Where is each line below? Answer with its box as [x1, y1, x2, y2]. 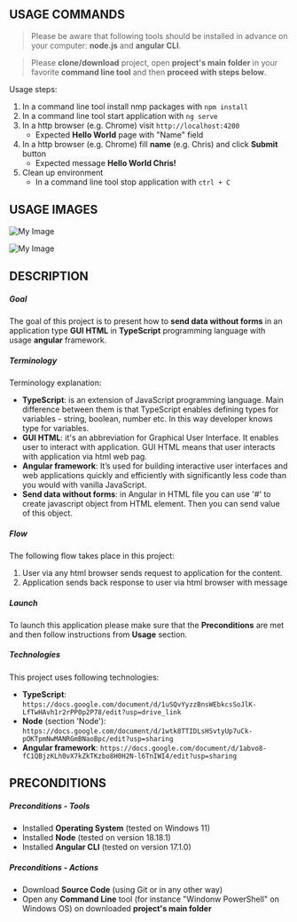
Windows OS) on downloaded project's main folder [21, 903, 212, 914]
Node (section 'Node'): [21, 715, 106, 726]
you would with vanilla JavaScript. [21, 479, 147, 490]
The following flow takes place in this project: [9, 550, 175, 561]
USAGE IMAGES [9, 202, 98, 217]
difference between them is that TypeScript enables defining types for [21, 404, 279, 414]
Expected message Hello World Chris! [35, 157, 177, 168]
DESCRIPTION [9, 269, 89, 284]
